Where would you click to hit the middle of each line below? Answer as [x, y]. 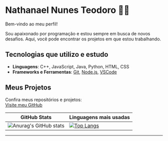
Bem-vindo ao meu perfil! [31, 24]
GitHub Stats [36, 117]
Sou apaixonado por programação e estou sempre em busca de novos [78, 33]
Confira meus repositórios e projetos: [43, 100]
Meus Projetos [28, 87]
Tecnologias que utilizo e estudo [57, 55]
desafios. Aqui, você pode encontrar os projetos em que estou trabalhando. [83, 39]
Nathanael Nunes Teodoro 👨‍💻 [67, 10]
